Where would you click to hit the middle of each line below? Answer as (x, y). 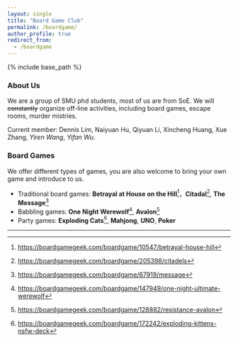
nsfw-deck (34, 331)
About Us (24, 85)
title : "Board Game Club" (45, 21)
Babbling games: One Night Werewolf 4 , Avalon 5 (89, 211)
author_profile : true (39, 34)
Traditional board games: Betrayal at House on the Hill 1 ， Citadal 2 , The (121, 193)
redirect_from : (30, 40)
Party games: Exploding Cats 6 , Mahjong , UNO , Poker (96, 219)
